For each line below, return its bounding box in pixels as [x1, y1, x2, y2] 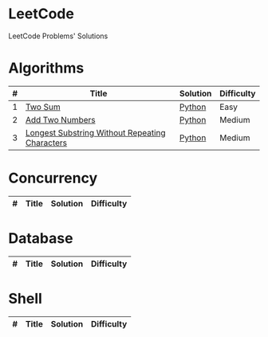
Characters [25, 137, 68, 148]
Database [8, 229, 73, 247]
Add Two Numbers [25, 114, 96, 125]
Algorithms [8, 59, 85, 77]
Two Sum [25, 101, 61, 112]
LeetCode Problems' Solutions [8, 31, 108, 41]
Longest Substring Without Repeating [25, 127, 166, 138]
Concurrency [8, 169, 98, 187]
